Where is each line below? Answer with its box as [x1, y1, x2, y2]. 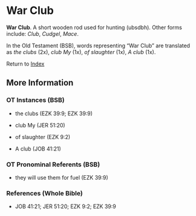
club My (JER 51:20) [15, 121, 65, 129]
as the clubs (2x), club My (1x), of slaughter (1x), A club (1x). [6, 48, 156, 55]
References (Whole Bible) [6, 189, 83, 197]
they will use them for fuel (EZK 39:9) [15, 174, 109, 181]
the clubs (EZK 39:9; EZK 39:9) [15, 110, 93, 117]
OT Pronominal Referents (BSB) [6, 160, 100, 169]
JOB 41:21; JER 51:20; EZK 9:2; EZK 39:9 [15, 203, 116, 210]
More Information [6, 78, 74, 88]
